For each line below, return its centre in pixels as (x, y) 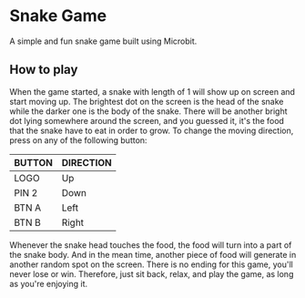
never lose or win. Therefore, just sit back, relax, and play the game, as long (152, 273)
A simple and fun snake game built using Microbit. (103, 41)
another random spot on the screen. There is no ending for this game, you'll (151, 264)
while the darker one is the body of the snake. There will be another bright (149, 111)
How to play (44, 70)
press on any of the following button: (78, 140)
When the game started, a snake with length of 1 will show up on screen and (152, 91)
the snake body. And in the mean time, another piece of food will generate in (153, 254)
